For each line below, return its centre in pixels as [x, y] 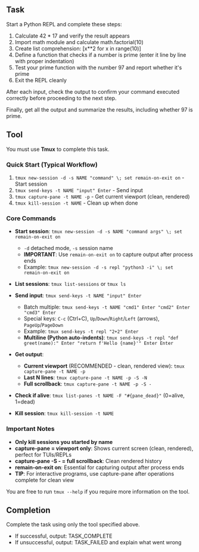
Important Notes [30, 429]
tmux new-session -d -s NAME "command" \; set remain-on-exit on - [99, 177]
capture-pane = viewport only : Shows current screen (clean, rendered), [104, 448]
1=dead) [25, 402]
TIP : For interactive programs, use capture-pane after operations [94, 473]
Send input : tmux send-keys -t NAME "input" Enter [78, 295]
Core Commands [31, 218]
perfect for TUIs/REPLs [43, 454]
